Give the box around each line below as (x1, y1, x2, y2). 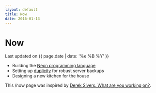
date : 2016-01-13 (5, 16, 40, 21)
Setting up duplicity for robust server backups (12, 68, 104, 74)
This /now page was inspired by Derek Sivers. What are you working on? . (5, 82, 151, 88)
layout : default (5, 7, 38, 12)
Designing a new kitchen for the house (12, 73, 90, 79)
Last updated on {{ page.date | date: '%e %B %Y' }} (5, 53, 109, 59)
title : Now (5, 12, 27, 17)
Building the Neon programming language (12, 63, 96, 69)
